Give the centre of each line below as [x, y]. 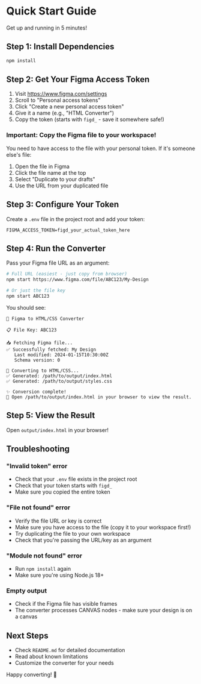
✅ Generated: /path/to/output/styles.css [59, 381]
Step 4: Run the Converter [56, 248]
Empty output [26, 591]
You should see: [26, 307]
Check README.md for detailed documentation [70, 650]
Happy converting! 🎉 [31, 675]
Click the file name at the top [50, 172]
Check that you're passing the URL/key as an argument [83, 540]
